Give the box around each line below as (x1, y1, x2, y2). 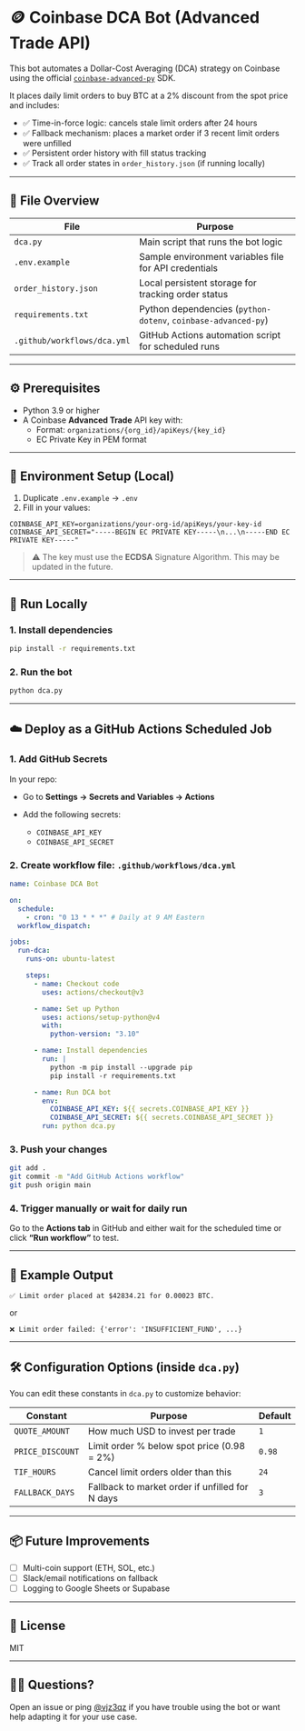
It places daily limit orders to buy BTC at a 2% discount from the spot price (9, 90, 289, 101)
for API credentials (139, 261, 219, 274)
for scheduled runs (139, 340, 221, 353)
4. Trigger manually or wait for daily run (9, 1202, 188, 1215)
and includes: (9, 99, 61, 110)
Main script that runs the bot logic (139, 235, 283, 248)
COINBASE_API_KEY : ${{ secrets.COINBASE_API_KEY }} (49, 1105, 250, 1114)
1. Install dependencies (9, 624, 113, 636)
